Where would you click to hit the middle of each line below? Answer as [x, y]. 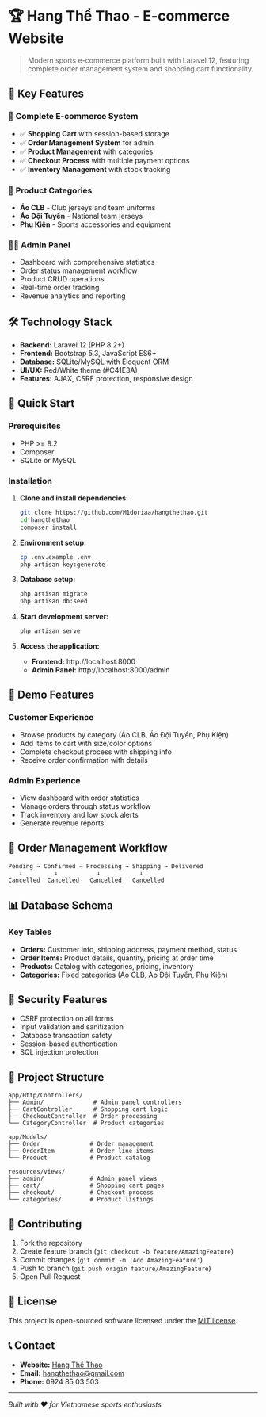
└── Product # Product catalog [79, 1158]
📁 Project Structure [56, 1077]
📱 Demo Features [51, 695]
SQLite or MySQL [48, 460]
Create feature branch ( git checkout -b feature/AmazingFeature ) [127, 1251]
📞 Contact [32, 1346]
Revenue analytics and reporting [72, 296]
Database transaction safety [66, 1036]
